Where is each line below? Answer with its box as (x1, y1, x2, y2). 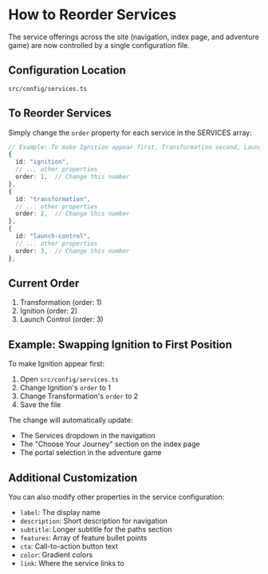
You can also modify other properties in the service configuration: (8, 493, 225, 501)
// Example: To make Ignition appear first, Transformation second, (8, 143, 241, 151)
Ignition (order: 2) (19, 306, 78, 316)
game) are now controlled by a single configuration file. (8, 40, 190, 49)
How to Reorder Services (8, 6, 177, 24)
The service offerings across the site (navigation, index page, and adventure (8, 32, 259, 42)
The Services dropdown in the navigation (19, 431, 156, 441)
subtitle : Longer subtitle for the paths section (19, 525, 173, 534)
